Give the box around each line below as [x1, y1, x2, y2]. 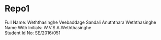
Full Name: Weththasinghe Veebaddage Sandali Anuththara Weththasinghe [4, 19, 156, 25]
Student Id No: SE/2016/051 [4, 30, 61, 36]
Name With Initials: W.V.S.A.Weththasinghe [4, 24, 92, 30]
